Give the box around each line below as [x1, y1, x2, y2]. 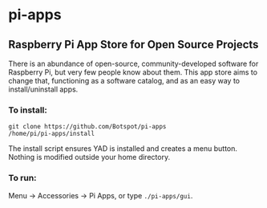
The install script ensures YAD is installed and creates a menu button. [8, 144, 238, 153]
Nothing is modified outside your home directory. [8, 153, 171, 162]
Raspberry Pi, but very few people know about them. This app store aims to [8, 67, 258, 77]
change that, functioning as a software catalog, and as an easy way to [8, 76, 241, 85]
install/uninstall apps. [8, 84, 79, 94]
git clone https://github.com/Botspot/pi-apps [8, 123, 167, 131]
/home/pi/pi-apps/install [8, 130, 95, 138]
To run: [8, 173, 38, 184]
